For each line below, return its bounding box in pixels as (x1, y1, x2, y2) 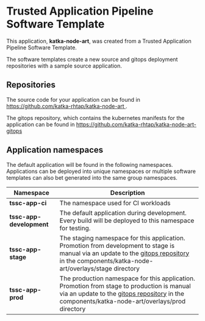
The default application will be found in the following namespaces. (6, 161, 173, 168)
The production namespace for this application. (59, 274, 195, 283)
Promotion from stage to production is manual (59, 281, 191, 290)
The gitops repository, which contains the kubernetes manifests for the (6, 114, 185, 121)
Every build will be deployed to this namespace (59, 216, 195, 225)
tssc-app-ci (9, 199, 47, 207)
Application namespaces (6, 145, 104, 155)
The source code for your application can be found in (6, 96, 140, 103)
